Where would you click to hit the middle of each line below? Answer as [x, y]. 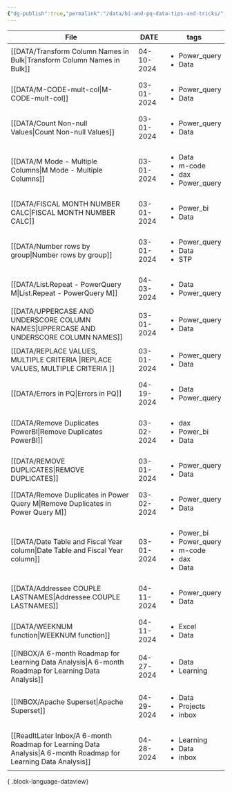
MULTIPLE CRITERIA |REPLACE [61, 360]
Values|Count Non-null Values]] [63, 132]
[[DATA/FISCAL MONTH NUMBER [66, 204]
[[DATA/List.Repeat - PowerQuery [66, 284]
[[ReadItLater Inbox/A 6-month [61, 735]
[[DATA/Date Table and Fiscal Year [67, 541]
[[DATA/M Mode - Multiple [54, 161]
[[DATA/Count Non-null [49, 123]
